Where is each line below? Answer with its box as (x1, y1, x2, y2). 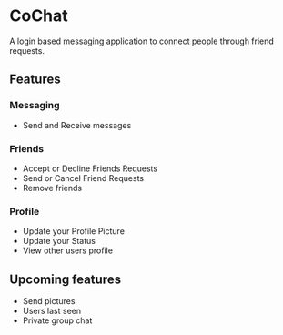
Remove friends (22, 182, 83, 193)
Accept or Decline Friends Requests (22, 163, 157, 174)
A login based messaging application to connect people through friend (9, 36, 275, 46)
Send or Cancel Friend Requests (22, 172, 144, 183)
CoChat (9, 5, 68, 26)
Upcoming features (9, 271, 121, 287)
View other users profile (22, 245, 114, 256)
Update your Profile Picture (22, 226, 126, 237)
